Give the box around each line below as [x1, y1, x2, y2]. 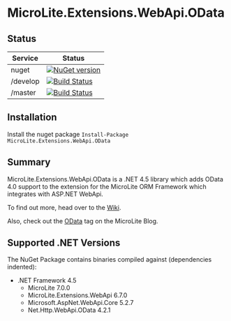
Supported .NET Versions [7, 237, 121, 249]
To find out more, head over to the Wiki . [7, 203, 121, 211]
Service [12, 54, 38, 63]
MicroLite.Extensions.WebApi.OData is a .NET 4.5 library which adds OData [7, 174, 223, 183]
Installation [7, 112, 57, 124]
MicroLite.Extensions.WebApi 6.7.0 [27, 291, 128, 299]
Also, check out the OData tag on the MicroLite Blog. [7, 216, 158, 225]
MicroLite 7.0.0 [27, 284, 70, 292]
